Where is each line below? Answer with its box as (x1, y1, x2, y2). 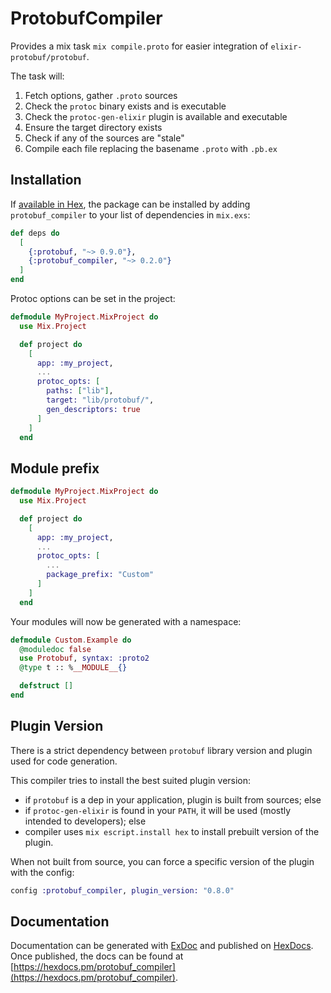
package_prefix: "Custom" (46, 570, 155, 580)
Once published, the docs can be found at (10, 950, 184, 962)
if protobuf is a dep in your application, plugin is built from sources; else (24, 793, 322, 806)
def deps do (10, 228, 60, 238)
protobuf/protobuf (10, 52, 87, 62)
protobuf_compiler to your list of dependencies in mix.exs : (10, 208, 251, 221)
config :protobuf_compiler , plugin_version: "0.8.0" (10, 885, 235, 896)
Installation (10, 172, 82, 189)
